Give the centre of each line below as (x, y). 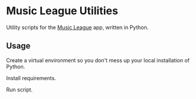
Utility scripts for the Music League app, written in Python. (78, 27)
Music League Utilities (62, 11)
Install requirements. (31, 78)
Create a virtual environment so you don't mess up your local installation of (98, 60)
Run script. (19, 90)
